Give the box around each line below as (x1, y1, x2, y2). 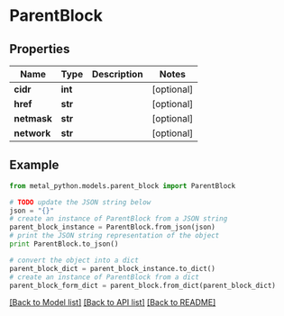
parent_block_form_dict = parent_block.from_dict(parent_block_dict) (9, 281, 277, 290)
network (14, 127, 51, 140)
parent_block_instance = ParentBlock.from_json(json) (9, 222, 216, 232)
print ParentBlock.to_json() (9, 239, 119, 248)
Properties (9, 41, 70, 57)
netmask (14, 113, 52, 124)
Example (9, 158, 60, 173)
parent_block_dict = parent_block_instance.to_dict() (9, 264, 216, 273)
